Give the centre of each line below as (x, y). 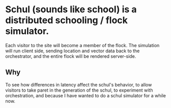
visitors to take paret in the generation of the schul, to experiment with (79, 90)
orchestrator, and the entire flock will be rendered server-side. (71, 56)
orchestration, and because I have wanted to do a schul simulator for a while (86, 95)
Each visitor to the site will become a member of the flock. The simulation (82, 45)
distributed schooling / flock (67, 20)
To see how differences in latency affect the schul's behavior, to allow (79, 84)
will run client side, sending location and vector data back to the (72, 51)
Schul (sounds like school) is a (71, 9)
